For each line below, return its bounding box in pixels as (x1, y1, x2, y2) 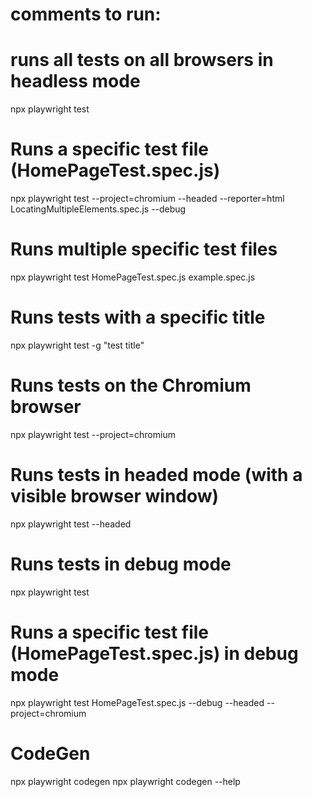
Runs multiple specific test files (10, 238, 278, 261)
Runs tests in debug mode (10, 553, 232, 575)
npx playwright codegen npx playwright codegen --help (10, 775, 241, 787)
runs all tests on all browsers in (10, 49, 274, 72)
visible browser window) (10, 485, 220, 508)
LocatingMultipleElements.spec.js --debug (10, 203, 187, 215)
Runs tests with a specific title (10, 306, 266, 329)
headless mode (10, 70, 141, 93)
